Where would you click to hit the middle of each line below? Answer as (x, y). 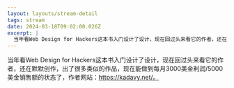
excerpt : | (23, 33)
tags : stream (26, 20)
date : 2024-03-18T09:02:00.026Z (54, 26)
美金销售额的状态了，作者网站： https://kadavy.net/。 (83, 78)
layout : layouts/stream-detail (53, 14)
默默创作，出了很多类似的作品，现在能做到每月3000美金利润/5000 (127, 69)
